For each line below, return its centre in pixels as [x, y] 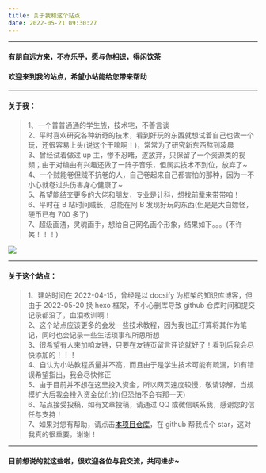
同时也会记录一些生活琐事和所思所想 [101, 335]
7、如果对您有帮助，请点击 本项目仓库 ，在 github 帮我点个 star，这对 [139, 424]
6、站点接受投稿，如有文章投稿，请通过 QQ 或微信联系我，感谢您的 [137, 404]
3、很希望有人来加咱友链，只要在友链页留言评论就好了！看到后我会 [137, 344]
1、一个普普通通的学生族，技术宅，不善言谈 [99, 125]
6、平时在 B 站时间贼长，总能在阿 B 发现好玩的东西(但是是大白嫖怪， [140, 204]
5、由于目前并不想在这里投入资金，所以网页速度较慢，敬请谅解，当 [137, 384]
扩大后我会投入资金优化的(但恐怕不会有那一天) [110, 394]
